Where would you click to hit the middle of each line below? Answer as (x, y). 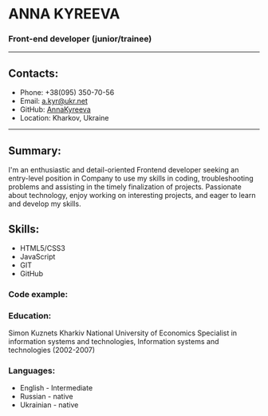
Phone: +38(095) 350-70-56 (67, 93)
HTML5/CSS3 (42, 248)
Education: (30, 315)
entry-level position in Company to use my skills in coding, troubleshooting (131, 178)
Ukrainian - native (49, 405)
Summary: (35, 151)
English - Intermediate (56, 388)
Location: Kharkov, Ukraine (64, 118)
